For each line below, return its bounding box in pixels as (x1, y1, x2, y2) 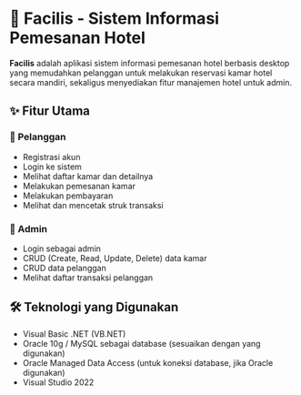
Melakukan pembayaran (22, 190, 114, 201)
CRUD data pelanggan (22, 262, 106, 273)
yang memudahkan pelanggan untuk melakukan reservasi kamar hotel (9, 67, 273, 78)
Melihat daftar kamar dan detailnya (22, 170, 154, 181)
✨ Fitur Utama (9, 104, 91, 119)
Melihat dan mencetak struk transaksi (22, 199, 164, 210)
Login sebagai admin (22, 243, 102, 254)
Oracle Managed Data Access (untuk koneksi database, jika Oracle (22, 357, 274, 368)
